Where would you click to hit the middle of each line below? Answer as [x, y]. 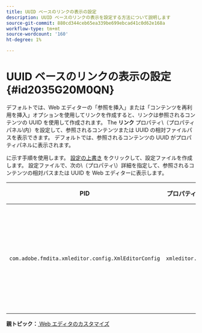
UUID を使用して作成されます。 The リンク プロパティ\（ [99, 122]
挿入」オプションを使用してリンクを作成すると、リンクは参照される [101, 114]
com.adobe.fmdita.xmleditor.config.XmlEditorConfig [85, 258]
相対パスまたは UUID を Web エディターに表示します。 [99, 173]
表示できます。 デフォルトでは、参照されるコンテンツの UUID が [96, 137]
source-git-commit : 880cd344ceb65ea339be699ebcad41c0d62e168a [86, 23]
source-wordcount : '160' [37, 34]
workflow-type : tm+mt [33, 29]
